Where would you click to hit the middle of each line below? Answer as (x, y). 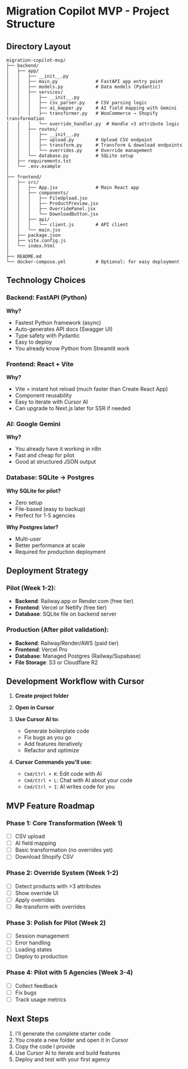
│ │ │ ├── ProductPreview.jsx (52, 204)
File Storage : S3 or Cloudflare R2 (56, 662)
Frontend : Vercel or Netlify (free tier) (61, 608)
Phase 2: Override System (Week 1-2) (63, 873)
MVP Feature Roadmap (50, 806)
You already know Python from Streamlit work (72, 348)
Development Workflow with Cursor (76, 681)
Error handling (33, 943)
